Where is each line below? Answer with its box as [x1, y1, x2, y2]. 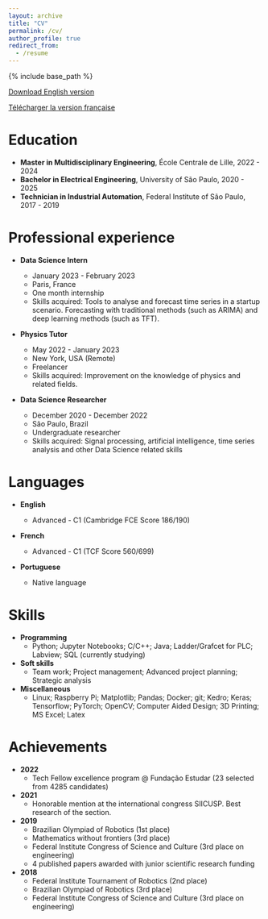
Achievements [8, 738, 108, 756]
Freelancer [31, 362, 68, 372]
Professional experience [8, 229, 175, 247]
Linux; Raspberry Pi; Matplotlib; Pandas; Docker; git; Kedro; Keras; [31, 692, 252, 702]
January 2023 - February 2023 [31, 271, 135, 281]
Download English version [8, 87, 95, 97]
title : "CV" [8, 19, 48, 27]
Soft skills [19, 658, 55, 667]
